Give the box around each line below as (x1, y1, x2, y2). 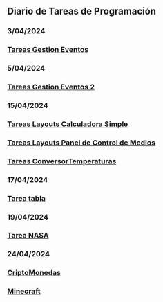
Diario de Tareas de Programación (7, 6, 157, 17)
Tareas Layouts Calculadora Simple (7, 119, 128, 129)
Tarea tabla (7, 193, 46, 203)
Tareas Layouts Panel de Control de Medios (7, 138, 155, 148)
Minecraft (7, 287, 41, 296)
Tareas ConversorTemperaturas (7, 156, 117, 166)
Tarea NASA (7, 231, 49, 240)
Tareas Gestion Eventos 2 (7, 82, 95, 92)
